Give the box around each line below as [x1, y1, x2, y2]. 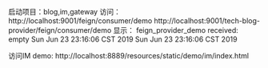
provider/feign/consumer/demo [8, 26, 112, 34]
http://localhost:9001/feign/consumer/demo [8, 16, 153, 26]
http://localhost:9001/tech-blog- [154, 16, 260, 26]
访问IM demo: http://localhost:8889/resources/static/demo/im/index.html [8, 51, 250, 60]
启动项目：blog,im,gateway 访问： [8, 7, 122, 16]
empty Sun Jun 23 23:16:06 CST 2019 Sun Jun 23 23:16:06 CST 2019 [8, 34, 238, 44]
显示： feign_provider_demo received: [113, 26, 238, 34]
